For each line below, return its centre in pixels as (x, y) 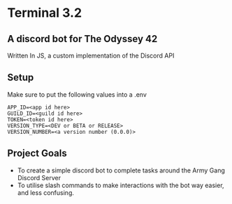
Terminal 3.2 (45, 13)
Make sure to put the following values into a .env (77, 94)
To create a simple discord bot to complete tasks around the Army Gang (121, 170)
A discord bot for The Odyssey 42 (82, 39)
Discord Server (39, 177)
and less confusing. (46, 192)
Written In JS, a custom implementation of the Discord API (91, 55)
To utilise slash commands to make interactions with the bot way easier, (121, 185)
